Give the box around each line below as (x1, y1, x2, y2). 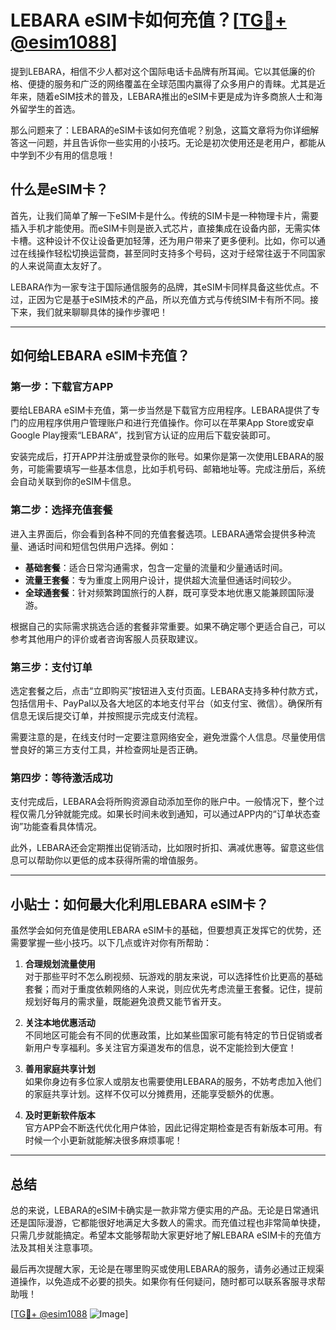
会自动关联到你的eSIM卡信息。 (10, 476, 137, 488)
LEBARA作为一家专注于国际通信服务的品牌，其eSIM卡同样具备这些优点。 (10, 281, 311, 293)
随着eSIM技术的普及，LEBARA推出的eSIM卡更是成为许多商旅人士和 (36, 90, 314, 102)
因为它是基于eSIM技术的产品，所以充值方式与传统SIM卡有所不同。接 (36, 293, 319, 305)
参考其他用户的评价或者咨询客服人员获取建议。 (10, 632, 203, 645)
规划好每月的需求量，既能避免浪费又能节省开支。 (24, 996, 227, 1008)
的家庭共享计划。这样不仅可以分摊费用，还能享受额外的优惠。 (24, 1088, 280, 1100)
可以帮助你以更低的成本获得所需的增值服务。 (18, 854, 203, 866)
